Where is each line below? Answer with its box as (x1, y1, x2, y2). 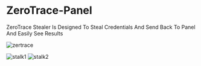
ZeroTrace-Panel (6, 4, 92, 17)
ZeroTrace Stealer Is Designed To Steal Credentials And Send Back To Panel (6, 23, 196, 31)
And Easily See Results (6, 29, 63, 37)
